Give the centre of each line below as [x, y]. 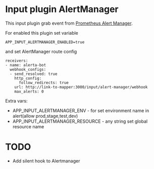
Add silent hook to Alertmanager [46, 161]
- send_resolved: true [34, 74]
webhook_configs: [28, 69]
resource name [28, 126]
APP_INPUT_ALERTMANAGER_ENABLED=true [45, 42]
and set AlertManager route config [41, 51]
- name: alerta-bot [26, 65]
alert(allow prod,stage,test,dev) [45, 116]
